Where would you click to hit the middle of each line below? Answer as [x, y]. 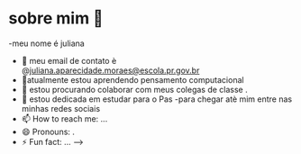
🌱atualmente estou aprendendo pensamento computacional [132, 79]
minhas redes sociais [61, 108]
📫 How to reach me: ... [64, 118]
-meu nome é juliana [46, 43]
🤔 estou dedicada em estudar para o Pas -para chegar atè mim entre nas [157, 99]
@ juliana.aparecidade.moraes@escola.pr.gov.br [110, 70]
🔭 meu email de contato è [69, 60]
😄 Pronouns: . [48, 131]
